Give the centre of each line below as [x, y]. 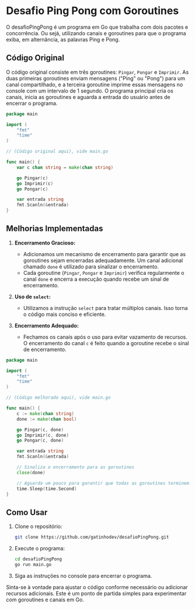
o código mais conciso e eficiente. [65, 314]
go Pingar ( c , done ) [40, 430]
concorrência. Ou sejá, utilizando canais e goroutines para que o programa [96, 33]
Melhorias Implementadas [55, 229]
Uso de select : [32, 297]
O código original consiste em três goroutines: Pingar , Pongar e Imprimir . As [97, 72]
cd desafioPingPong [38, 559]
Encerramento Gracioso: [45, 243]
